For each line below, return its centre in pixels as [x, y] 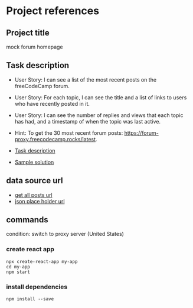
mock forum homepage [35, 47]
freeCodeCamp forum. [42, 86]
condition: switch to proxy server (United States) [65, 234]
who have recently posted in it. [52, 103]
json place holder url [40, 201]
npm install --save [30, 299]
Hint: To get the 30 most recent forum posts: [69, 133]
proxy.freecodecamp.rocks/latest [55, 139]
